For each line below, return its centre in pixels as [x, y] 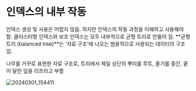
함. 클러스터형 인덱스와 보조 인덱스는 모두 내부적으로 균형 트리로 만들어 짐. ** [94, 36]
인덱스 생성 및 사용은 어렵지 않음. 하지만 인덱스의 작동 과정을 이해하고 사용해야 [95, 29]
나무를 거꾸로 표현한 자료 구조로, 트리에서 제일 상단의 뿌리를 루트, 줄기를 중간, [94, 63]
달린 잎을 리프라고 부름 [38, 71]
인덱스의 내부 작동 [46, 12]
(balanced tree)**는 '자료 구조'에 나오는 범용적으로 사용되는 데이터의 [96, 44]
